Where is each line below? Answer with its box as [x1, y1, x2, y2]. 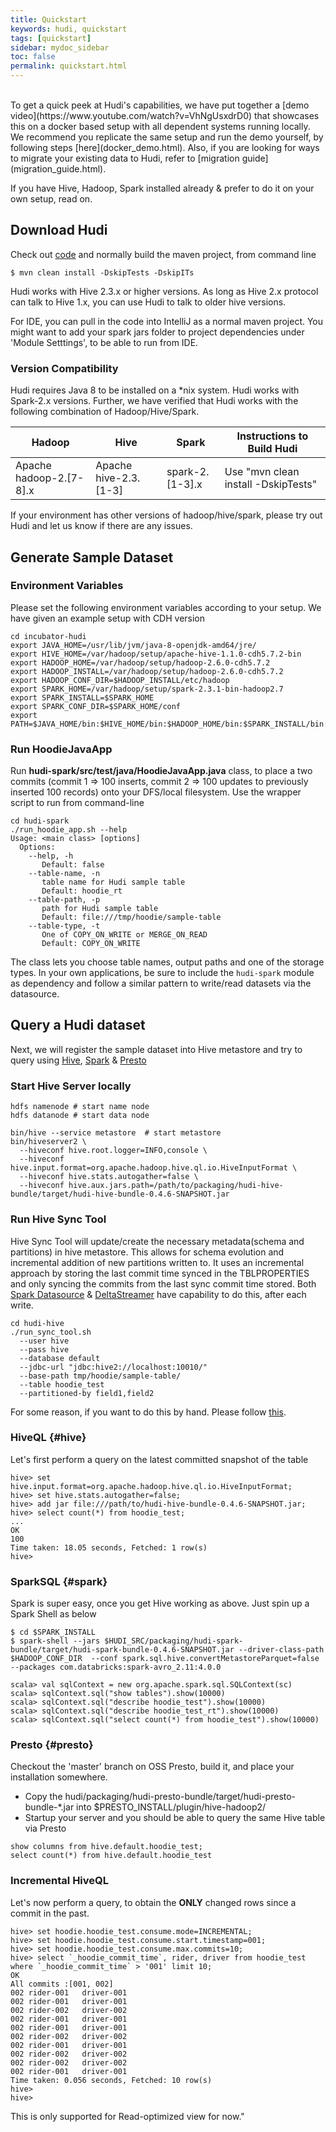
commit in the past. [10, 1907, 90, 1919]
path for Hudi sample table [41, 904, 159, 914]
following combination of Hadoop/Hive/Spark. [10, 406, 200, 418]
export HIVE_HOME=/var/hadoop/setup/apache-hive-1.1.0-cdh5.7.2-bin [10, 649, 302, 659]
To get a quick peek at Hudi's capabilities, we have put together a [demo [10, 99, 310, 111]
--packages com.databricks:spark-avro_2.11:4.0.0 [10, 1662, 222, 1673]
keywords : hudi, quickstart [10, 24, 128, 34]
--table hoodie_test [19, 1379, 105, 1390]
